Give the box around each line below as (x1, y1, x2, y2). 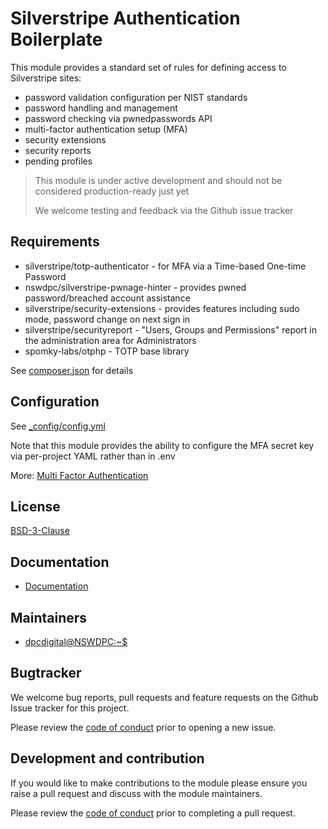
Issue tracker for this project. (10, 702, 130, 714)
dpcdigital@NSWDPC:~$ (24, 636, 128, 647)
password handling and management (24, 102, 178, 114)
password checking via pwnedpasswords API (24, 112, 213, 124)
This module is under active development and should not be (34, 174, 283, 186)
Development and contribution (10, 750, 205, 767)
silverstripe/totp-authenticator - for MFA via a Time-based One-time (24, 260, 307, 272)
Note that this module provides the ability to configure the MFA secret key (10, 439, 315, 451)
